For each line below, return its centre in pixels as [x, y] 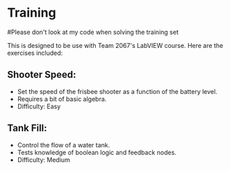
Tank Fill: [27, 128]
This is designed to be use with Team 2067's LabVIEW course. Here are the [115, 45]
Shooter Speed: [42, 75]
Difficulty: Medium [44, 160]
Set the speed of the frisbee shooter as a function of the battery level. [117, 91]
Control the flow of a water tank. [64, 145]
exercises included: [35, 53]
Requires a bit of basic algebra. [62, 99]
